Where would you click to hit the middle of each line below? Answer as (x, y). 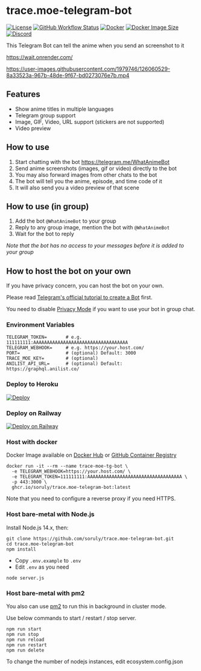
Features (23, 94)
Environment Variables (40, 325)
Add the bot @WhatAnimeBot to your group (65, 221)
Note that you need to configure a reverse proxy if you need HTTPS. (91, 499)
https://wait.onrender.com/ (40, 57)
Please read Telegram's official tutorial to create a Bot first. (79, 298)
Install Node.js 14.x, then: (37, 528)
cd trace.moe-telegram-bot (40, 544)
